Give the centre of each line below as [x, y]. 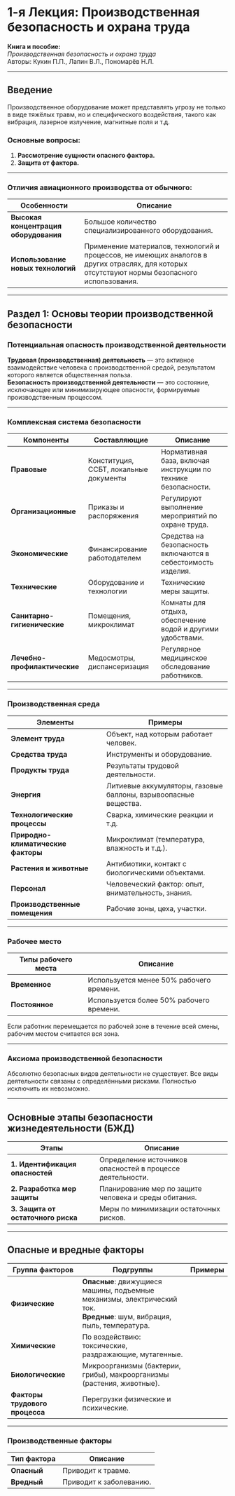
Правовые [29, 469]
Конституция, [111, 461]
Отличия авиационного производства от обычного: [100, 187]
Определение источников [143, 1160]
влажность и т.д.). [137, 848]
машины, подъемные [119, 1290]
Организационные [43, 511]
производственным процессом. [55, 398]
